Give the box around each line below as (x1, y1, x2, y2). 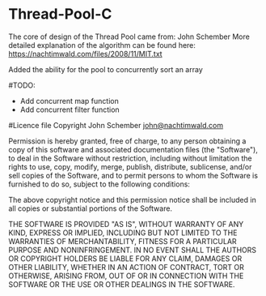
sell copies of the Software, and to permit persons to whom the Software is (8, 170, 259, 180)
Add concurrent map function (19, 96, 119, 105)
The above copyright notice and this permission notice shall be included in (8, 195, 256, 204)
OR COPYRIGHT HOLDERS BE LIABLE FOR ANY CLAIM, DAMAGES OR (8, 253, 243, 264)
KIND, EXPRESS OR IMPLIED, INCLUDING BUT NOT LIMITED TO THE (8, 228, 238, 238)
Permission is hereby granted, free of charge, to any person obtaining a (8, 135, 247, 146)
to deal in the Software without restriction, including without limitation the (8, 153, 252, 163)
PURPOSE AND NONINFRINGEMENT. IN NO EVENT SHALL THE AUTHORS (8, 245, 257, 255)
